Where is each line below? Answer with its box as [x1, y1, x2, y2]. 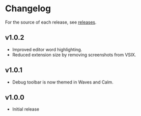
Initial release [12, 106, 39, 112]
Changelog [5, 3, 51, 14]
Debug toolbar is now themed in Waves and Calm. [12, 79, 114, 85]
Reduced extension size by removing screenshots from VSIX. [12, 52, 137, 58]
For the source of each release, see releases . [5, 19, 97, 25]
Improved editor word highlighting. [12, 46, 83, 52]
